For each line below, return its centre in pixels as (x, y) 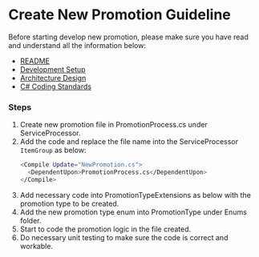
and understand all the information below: (77, 45)
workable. (36, 246)
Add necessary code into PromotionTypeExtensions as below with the (135, 195)
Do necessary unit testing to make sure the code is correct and (124, 237)
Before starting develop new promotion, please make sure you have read (128, 37)
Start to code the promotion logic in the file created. (105, 229)
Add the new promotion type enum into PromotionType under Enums (133, 212)
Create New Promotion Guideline (119, 15)
